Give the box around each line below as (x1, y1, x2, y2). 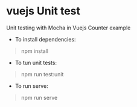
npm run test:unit (21, 70, 64, 78)
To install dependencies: (14, 35, 77, 43)
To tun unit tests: (14, 59, 57, 66)
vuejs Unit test (6, 4, 80, 18)
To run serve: (14, 82, 48, 90)
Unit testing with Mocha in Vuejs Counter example (6, 24, 131, 31)
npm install (21, 47, 49, 55)
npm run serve (21, 94, 58, 101)
